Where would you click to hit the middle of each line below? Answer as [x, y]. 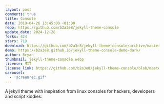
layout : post [18, 9]
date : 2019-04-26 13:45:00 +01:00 [40, 23]
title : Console [20, 18]
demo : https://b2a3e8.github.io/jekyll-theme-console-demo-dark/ [73, 50]
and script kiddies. [24, 96]
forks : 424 [16, 37]
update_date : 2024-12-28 [30, 32]
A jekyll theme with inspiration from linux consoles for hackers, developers [80, 91]
